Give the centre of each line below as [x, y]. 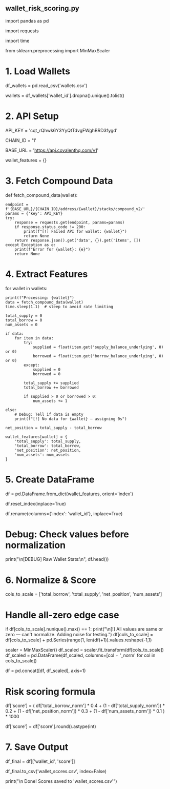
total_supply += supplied [51, 383]
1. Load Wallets [38, 71]
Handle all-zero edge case [62, 615]
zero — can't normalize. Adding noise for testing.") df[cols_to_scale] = [79, 635]
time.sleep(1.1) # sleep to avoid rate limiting [59, 307]
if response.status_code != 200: [50, 227]
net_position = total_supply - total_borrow [54, 428]
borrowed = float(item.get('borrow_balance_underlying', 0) [98, 356]
